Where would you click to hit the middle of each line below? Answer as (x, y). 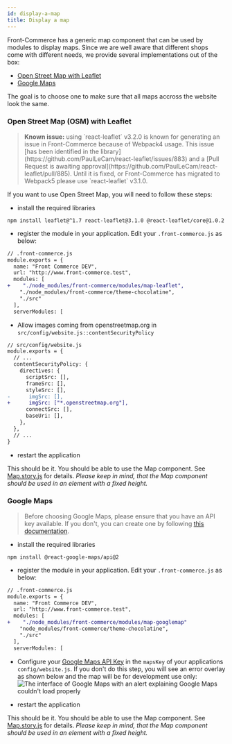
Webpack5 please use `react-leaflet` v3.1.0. (86, 180)
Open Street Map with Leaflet (59, 75)
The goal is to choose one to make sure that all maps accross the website (112, 96)
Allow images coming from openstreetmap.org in (87, 325)
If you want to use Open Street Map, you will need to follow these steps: (110, 194)
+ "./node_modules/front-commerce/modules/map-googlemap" (97, 623)
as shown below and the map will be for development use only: (107, 676)
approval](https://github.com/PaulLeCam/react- (150, 166)
